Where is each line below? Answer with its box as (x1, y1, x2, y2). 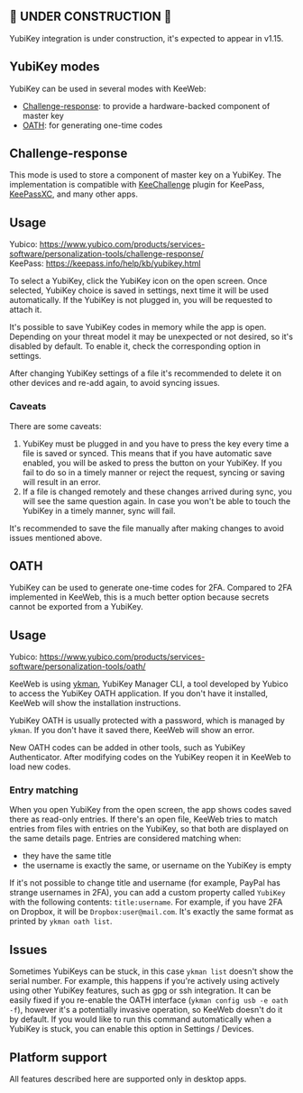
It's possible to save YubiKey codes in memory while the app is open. (9, 322, 267, 333)
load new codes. (9, 761, 71, 772)
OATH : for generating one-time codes (22, 119, 163, 131)
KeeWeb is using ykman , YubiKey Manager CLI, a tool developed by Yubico (9, 678, 289, 690)
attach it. (9, 304, 42, 316)
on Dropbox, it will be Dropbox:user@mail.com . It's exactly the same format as (9, 906, 294, 917)
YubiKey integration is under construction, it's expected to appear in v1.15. (9, 32, 284, 43)
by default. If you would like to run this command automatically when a (9, 1014, 272, 1024)
